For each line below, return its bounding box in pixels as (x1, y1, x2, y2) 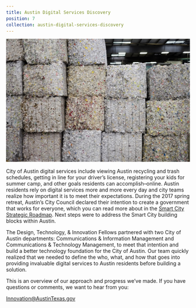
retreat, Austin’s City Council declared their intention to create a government (6, 199, 190, 206)
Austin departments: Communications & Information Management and (6, 235, 174, 242)
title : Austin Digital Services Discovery (6, 9, 111, 15)
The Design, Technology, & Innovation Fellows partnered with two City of (6, 229, 181, 236)
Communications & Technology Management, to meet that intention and (6, 241, 179, 248)
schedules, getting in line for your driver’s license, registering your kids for (6, 174, 185, 181)
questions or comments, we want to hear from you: (6, 284, 129, 291)
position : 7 (6, 15, 35, 22)
